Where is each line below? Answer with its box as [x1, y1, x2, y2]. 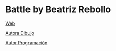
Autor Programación [5, 39, 48, 46]
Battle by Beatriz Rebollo [5, 4, 111, 15]
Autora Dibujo [5, 30, 34, 36]
